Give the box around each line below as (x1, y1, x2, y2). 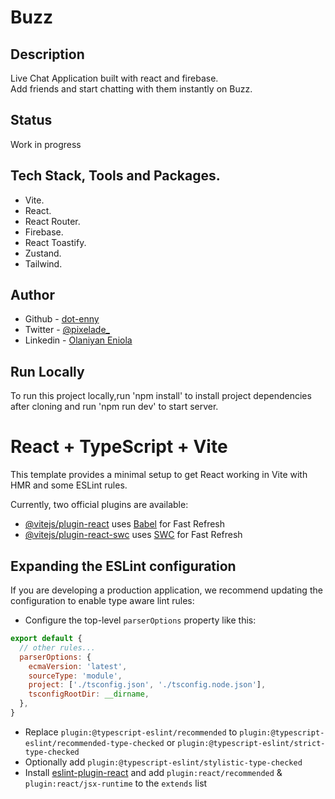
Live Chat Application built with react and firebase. (10, 72, 219, 84)
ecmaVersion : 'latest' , (28, 661, 128, 671)
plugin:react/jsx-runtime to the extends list (24, 777, 208, 789)
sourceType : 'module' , (28, 671, 123, 681)
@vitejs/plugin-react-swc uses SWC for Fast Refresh (24, 529, 243, 541)
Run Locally (10, 363, 85, 380)
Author (10, 287, 55, 304)
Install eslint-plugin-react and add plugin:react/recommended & (24, 766, 283, 778)
